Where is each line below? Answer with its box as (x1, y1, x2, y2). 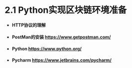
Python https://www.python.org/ (11, 45, 82, 52)
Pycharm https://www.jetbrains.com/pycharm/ (11, 57, 112, 63)
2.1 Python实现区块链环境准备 (4, 4, 127, 16)
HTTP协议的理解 (11, 22, 46, 28)
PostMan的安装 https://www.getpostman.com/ (11, 34, 111, 40)
